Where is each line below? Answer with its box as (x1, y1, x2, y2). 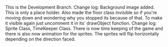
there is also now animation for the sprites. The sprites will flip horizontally (5, 31, 159, 36)
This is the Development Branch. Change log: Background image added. (5, 4, 155, 10)
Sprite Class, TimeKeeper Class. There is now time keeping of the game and (5, 25, 163, 31)
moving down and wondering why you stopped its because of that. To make (5, 15, 162, 20)
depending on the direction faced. (5, 36, 76, 42)
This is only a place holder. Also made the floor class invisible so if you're (5, 9, 157, 15)
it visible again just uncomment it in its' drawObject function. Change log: (5, 20, 157, 26)
